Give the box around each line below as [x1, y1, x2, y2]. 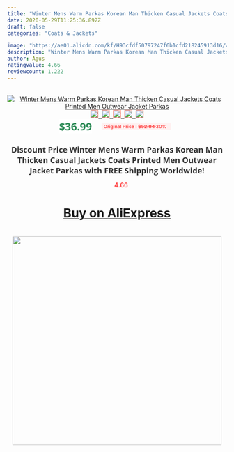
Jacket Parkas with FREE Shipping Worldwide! [29, 164, 205, 176]
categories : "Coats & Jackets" [7, 29, 98, 37]
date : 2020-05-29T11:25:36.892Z [7, 17, 101, 24]
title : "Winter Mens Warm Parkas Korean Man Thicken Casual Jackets [7, 10, 210, 17]
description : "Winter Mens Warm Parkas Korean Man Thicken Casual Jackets [7, 49, 229, 56]
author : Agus [7, 55, 45, 63]
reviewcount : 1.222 [7, 68, 64, 75]
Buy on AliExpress [63, 205, 171, 221]
